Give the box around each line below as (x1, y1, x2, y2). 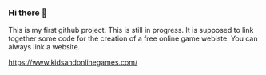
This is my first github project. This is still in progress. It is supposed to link (8, 26, 254, 35)
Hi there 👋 (8, 7, 48, 18)
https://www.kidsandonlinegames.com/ (8, 57, 138, 67)
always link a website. (8, 42, 81, 52)
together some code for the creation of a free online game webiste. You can (8, 34, 258, 43)
